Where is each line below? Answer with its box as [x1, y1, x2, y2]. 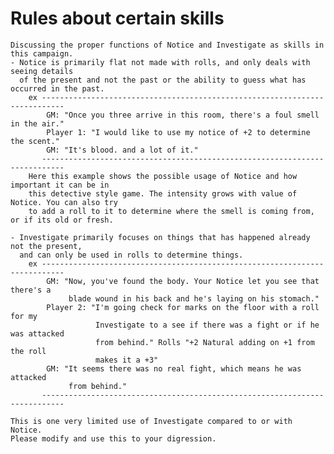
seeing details [10, 66, 74, 76]
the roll [10, 346, 47, 356]
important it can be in [10, 180, 110, 190]
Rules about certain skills [10, 7, 225, 30]
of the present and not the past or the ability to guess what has [19, 75, 307, 85]
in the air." [10, 118, 65, 129]
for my [10, 311, 38, 321]
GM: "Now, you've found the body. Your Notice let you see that [46, 276, 320, 286]
